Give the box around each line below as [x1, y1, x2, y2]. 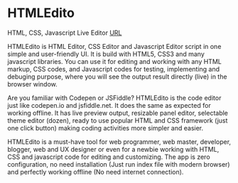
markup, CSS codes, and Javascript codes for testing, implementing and [7, 65, 220, 73]
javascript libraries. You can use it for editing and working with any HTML [7, 57, 222, 65]
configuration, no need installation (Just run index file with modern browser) [7, 160, 230, 168]
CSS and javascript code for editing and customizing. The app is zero [7, 152, 211, 161]
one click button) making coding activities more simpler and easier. [7, 123, 204, 132]
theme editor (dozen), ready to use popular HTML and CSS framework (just [7, 116, 228, 125]
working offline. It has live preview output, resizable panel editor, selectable [7, 109, 229, 117]
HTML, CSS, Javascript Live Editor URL [7, 28, 122, 37]
